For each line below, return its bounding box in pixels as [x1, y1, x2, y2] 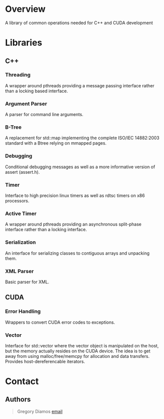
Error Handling [5, 308, 41, 315]
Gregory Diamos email [17, 408, 63, 414]
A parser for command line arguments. [5, 112, 84, 117]
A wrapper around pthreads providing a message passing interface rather [5, 82, 155, 88]
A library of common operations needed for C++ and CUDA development [5, 20, 153, 26]
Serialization [5, 239, 36, 246]
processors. [5, 198, 30, 203]
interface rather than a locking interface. [5, 227, 87, 232]
